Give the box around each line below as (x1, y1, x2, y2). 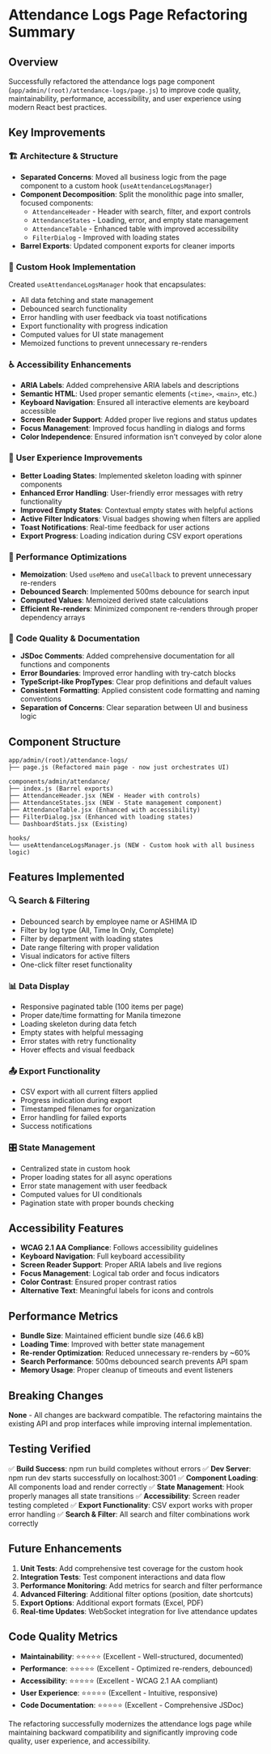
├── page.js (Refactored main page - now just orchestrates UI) (8, 763, 230, 771)
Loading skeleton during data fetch (19, 1019, 138, 1028)
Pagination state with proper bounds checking (19, 1198, 175, 1207)
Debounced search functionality (19, 304, 128, 313)
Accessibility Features (8, 1221, 124, 1235)
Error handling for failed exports (19, 1113, 127, 1122)
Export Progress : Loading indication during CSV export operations (19, 530, 243, 540)
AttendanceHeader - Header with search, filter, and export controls (32, 206, 252, 216)
